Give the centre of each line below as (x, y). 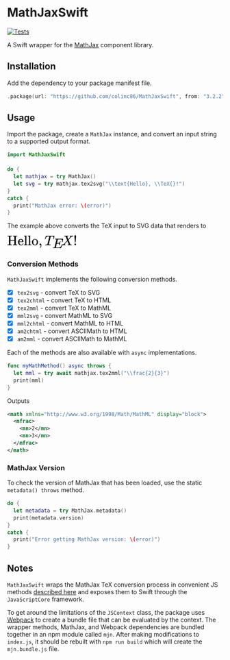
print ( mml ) (29, 380)
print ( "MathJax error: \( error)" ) (62, 206)
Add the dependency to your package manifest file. (79, 83)
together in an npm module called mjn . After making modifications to (103, 635)
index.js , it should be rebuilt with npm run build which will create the (105, 641)
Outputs (18, 401)
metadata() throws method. (46, 490)
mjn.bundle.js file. (33, 649)
